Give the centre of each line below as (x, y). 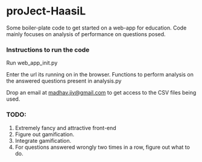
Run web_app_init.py (32, 63)
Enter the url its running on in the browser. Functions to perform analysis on (100, 75)
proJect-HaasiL (46, 11)
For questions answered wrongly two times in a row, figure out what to (102, 147)
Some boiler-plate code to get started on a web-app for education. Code (96, 28)
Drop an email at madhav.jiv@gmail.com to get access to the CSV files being (101, 93)
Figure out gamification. (44, 134)
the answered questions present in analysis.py (64, 81)
